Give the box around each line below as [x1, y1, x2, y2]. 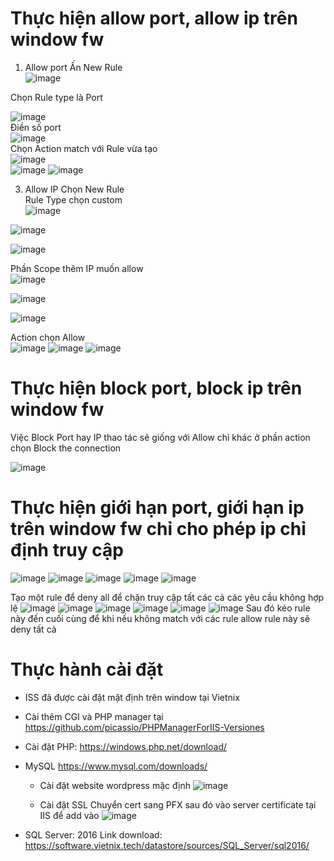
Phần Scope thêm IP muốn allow [10, 262, 144, 274]
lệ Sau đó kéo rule [10, 602, 311, 614]
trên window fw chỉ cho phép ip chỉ [10, 518, 307, 541]
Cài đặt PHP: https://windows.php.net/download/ [24, 740, 228, 752]
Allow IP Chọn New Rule [24, 183, 125, 195]
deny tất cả [10, 623, 57, 635]
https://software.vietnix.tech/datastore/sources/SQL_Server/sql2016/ [24, 839, 310, 851]
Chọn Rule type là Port [10, 91, 103, 103]
